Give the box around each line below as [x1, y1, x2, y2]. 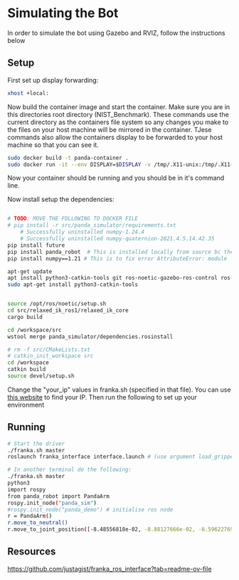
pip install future [7, 241, 65, 249]
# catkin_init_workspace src [7, 352, 94, 360]
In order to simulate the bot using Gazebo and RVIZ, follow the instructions [7, 29, 225, 37]
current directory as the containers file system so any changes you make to [7, 118, 229, 126]
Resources [7, 546, 56, 558]
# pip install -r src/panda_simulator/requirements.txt [7, 222, 176, 229]
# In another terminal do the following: [7, 466, 132, 474]
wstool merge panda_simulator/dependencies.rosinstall [7, 333, 174, 340]
